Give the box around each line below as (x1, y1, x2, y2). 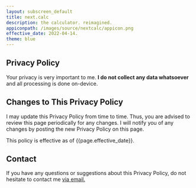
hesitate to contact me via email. (6, 176, 86, 183)
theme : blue (6, 36, 36, 42)
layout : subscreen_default (6, 8, 73, 15)
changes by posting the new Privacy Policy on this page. (6, 125, 144, 132)
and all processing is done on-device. (6, 80, 98, 87)
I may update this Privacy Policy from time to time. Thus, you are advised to (6, 113, 191, 120)
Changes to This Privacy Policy (6, 97, 123, 107)
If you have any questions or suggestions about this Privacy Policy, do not (6, 170, 187, 177)
